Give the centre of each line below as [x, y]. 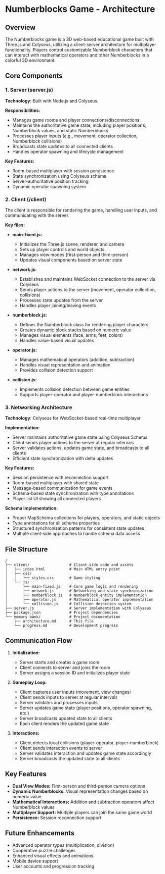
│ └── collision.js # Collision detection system [68, 604]
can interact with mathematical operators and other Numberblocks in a [77, 55]
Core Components [34, 76]
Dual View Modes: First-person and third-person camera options [79, 786]
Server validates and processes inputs [59, 702]
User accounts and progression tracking [53, 866]
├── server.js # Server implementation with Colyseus [78, 608]
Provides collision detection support [56, 370]
